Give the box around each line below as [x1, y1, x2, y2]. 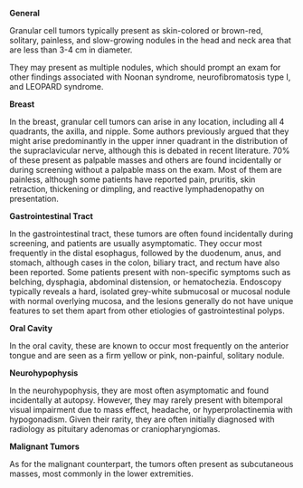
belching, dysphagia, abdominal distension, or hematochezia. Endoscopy [9, 276, 282, 287]
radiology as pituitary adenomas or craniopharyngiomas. [9, 424, 221, 434]
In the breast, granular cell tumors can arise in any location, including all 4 [9, 117, 285, 127]
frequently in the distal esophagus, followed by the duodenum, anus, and [9, 248, 282, 258]
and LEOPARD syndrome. [9, 81, 104, 91]
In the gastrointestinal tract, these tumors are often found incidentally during [9, 228, 294, 239]
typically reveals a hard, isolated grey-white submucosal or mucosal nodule [9, 286, 291, 297]
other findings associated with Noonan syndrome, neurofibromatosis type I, [9, 72, 291, 82]
